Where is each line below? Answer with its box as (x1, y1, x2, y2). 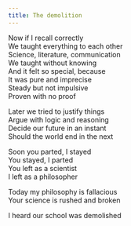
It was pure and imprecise (8, 75, 93, 84)
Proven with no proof (8, 91, 76, 100)
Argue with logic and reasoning (8, 115, 110, 124)
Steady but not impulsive (8, 83, 89, 93)
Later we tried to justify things (8, 107, 105, 116)
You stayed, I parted (8, 155, 73, 165)
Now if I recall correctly (8, 33, 84, 42)
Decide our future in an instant (8, 123, 107, 133)
